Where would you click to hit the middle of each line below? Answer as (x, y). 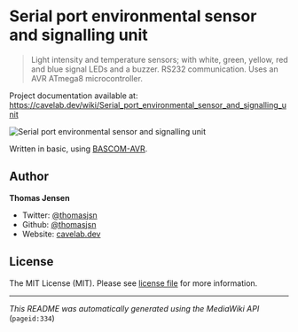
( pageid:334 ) (32, 318)
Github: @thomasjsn (59, 224)
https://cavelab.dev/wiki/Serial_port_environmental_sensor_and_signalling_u (148, 104)
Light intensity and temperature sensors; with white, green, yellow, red (159, 59)
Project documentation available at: (74, 96)
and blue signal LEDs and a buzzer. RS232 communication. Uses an (154, 69)
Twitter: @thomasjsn (59, 215)
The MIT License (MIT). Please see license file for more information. (133, 283)
